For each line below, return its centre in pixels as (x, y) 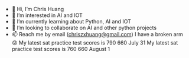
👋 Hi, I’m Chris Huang (38, 9)
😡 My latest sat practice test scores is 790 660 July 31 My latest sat (95, 43)
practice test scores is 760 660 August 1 (61, 49)
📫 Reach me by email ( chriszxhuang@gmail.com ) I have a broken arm (97, 34)
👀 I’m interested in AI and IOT (47, 15)
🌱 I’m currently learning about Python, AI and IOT (71, 21)
